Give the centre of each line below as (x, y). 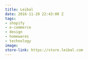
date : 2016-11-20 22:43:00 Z (34, 14)
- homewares (17, 37)
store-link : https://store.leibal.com (44, 50)
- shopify (15, 23)
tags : (10, 18)
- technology (18, 41)
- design (14, 32)
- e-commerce (18, 28)
